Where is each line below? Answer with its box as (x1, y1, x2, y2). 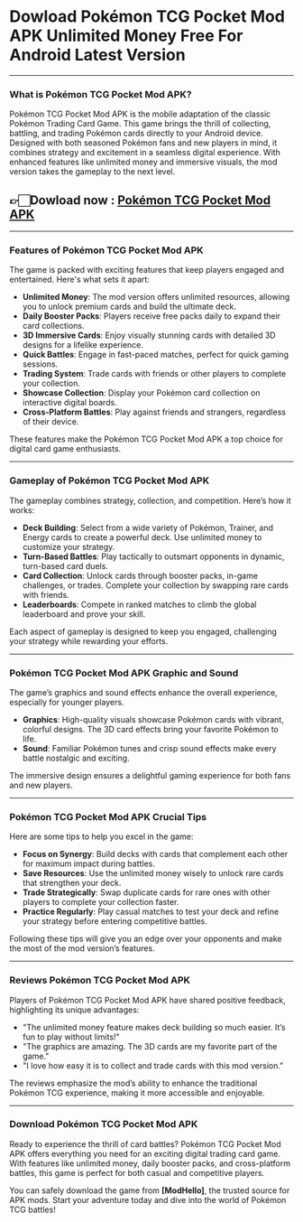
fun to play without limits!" (22, 1031, 120, 1042)
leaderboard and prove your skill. (22, 608, 146, 620)
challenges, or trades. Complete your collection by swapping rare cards (22, 580, 289, 591)
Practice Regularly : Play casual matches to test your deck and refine (22, 906, 280, 918)
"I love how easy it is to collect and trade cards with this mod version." (22, 1059, 284, 1071)
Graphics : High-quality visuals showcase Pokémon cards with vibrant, (22, 714, 284, 724)
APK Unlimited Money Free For (9, 25, 243, 46)
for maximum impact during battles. (22, 858, 155, 869)
